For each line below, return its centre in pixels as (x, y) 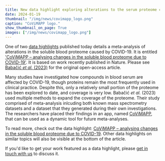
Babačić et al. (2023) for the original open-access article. (63, 67)
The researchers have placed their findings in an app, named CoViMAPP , (79, 113)
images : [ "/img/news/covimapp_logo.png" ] (48, 32)
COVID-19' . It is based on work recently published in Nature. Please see (77, 62)
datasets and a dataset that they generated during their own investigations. (81, 108)
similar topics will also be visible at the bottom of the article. (66, 139)
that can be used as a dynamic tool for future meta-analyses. (67, 119)
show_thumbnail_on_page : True (36, 28)
